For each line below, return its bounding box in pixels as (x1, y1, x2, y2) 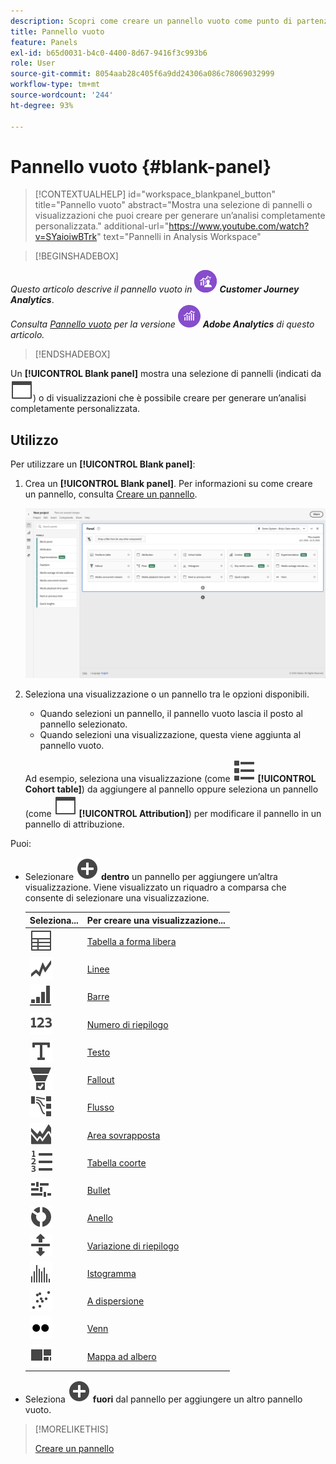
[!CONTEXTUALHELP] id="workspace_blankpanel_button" (34, 188, 276, 200)
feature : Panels (10, 37, 78, 47)
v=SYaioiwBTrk (34, 231, 98, 243)
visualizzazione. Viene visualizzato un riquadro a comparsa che (24, 881, 287, 894)
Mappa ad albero (86, 1350, 157, 1362)
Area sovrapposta (86, 1129, 161, 1141)
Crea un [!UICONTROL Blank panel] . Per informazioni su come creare (24, 478, 313, 490)
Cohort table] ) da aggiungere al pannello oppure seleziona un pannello (24, 783, 319, 795)
